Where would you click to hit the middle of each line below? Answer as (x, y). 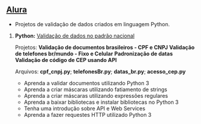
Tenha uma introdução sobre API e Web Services (85, 108)
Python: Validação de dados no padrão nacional (75, 36)
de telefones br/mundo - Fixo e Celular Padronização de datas (94, 54)
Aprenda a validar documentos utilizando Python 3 (86, 83)
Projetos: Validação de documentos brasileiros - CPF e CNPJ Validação (105, 47)
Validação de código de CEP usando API (66, 60)
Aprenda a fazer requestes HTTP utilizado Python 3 (88, 114)
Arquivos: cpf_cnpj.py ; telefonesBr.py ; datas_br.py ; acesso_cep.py (100, 72)
